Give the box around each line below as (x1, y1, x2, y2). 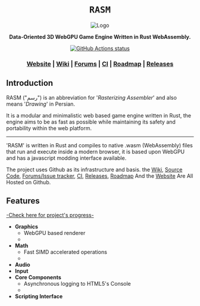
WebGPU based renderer (23, 230, 86, 237)
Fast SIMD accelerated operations (23, 249, 107, 256)
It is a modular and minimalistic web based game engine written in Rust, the (6, 112, 192, 119)
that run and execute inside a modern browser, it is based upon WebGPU (6, 148, 185, 155)
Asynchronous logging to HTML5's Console (23, 280, 131, 288)
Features (6, 196, 40, 206)
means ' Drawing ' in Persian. (6, 100, 76, 107)
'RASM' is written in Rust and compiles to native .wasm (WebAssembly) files (6, 141, 193, 149)
